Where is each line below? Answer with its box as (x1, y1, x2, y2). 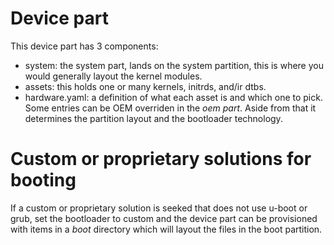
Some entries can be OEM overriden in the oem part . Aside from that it (24, 102, 317, 114)
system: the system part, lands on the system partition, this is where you (24, 59, 324, 71)
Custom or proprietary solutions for (10, 148, 312, 171)
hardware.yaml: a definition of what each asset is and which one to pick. (24, 91, 323, 103)
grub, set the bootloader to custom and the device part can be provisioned (10, 212, 318, 224)
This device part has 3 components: (10, 40, 159, 52)
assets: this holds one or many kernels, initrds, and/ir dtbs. (24, 80, 267, 92)
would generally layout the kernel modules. (24, 70, 203, 82)
